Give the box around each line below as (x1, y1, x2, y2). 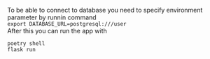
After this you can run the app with (7, 27, 107, 35)
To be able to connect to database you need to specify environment (7, 6, 203, 14)
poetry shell (7, 40, 45, 47)
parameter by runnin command (7, 13, 97, 22)
